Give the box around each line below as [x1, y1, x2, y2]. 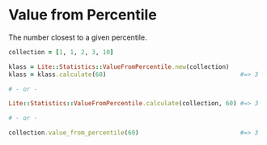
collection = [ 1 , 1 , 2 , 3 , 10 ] [8, 48, 114, 56]
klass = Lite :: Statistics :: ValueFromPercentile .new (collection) [8, 62, 230, 70]
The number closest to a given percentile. [8, 32, 147, 42]
